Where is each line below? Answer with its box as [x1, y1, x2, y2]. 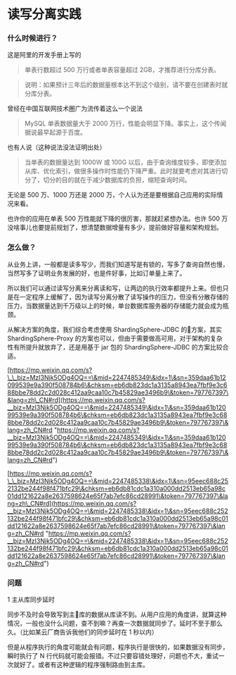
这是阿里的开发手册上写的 [7, 51, 81, 59]
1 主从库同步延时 [7, 595, 55, 604]
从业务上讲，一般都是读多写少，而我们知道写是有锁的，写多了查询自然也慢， [7, 260, 229, 268]
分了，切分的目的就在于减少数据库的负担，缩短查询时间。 [24, 175, 191, 184]
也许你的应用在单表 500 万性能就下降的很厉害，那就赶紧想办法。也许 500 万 [7, 214, 228, 223]
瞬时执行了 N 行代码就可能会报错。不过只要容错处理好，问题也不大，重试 [7, 652, 219, 660]
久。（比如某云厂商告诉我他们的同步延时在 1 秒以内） [7, 628, 158, 636]
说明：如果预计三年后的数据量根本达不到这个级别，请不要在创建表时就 [24, 80, 228, 89]
